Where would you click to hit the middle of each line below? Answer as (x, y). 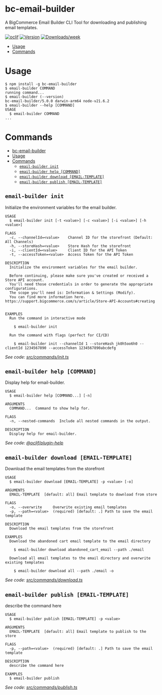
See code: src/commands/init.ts (37, 357)
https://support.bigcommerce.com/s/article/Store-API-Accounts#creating (80, 301)
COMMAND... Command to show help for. (50, 409)
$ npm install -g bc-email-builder (41, 84)
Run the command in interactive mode (48, 318)
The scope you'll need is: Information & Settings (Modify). (73, 293)
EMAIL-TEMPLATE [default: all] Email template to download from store (83, 495)
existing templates (25, 563)
